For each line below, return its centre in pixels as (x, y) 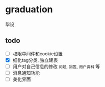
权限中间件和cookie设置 (37, 53)
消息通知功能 (26, 73)
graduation (29, 9)
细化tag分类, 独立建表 (35, 60)
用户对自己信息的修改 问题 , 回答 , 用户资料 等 (56, 66)
